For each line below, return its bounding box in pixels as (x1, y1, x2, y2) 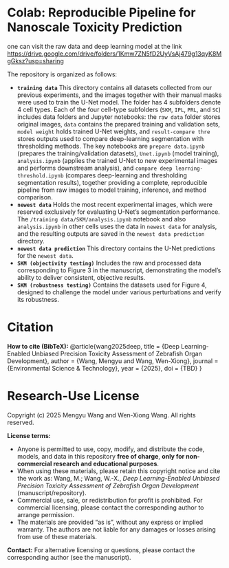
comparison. (17, 193, 53, 201)
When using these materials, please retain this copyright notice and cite (17, 466, 221, 475)
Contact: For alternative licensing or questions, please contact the (7, 545, 195, 554)
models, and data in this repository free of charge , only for (17, 452, 185, 460)
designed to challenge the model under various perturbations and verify (17, 287, 221, 296)
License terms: (7, 431, 51, 439)
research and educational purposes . (53, 459, 160, 468)
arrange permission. (17, 510, 74, 518)
